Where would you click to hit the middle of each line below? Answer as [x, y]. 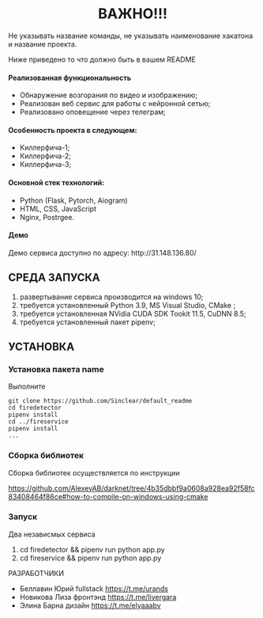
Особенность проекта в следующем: [73, 130]
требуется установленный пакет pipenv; [87, 322]
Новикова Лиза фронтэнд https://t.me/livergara [98, 597]
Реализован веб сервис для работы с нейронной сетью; [115, 104]
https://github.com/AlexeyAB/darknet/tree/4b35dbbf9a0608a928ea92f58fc [131, 488]
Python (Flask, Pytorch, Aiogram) [73, 200]
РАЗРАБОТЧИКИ [36, 573]
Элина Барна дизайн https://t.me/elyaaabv [90, 605]
